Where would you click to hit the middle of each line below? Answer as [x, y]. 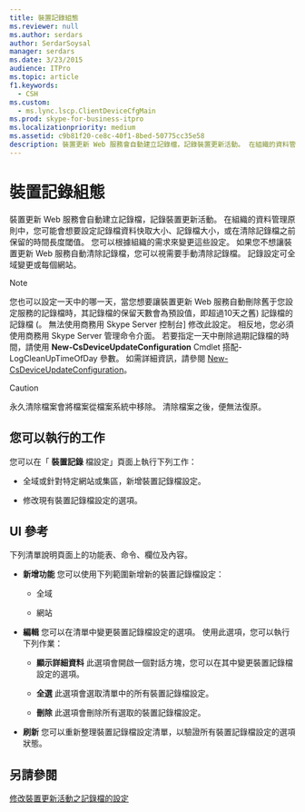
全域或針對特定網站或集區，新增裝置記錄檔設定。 [114, 480]
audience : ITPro [40, 69]
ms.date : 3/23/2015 [46, 60]
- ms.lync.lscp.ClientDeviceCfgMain [87, 111]
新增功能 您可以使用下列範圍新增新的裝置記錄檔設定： [123, 574]
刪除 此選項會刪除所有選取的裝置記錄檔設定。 [121, 713]
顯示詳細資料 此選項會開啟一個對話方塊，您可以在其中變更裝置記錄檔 [164, 663]
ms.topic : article [44, 77]
